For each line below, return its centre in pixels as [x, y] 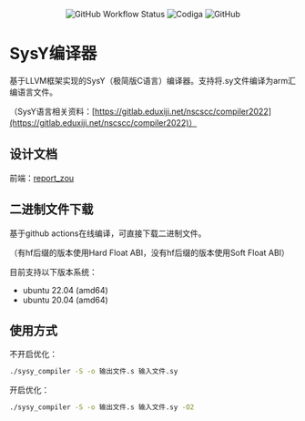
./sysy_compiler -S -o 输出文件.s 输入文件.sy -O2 [102, 407]
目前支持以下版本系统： [53, 272]
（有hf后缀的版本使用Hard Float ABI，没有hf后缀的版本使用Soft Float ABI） [149, 252]
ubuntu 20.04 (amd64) [66, 300]
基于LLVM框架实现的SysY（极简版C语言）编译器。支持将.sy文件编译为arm [149, 80]
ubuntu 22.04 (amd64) [66, 290]
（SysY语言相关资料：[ [52, 111]
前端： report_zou [42, 178]
